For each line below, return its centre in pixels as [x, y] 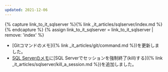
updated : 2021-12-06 [26, 10]
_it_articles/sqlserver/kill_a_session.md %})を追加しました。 [74, 64]
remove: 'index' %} [25, 35]
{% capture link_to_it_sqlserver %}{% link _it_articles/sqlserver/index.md [80, 24]
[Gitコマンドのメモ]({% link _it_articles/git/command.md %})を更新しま [86, 45]
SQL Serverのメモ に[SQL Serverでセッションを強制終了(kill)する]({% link [87, 58]
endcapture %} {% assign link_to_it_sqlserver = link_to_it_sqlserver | [83, 29]
